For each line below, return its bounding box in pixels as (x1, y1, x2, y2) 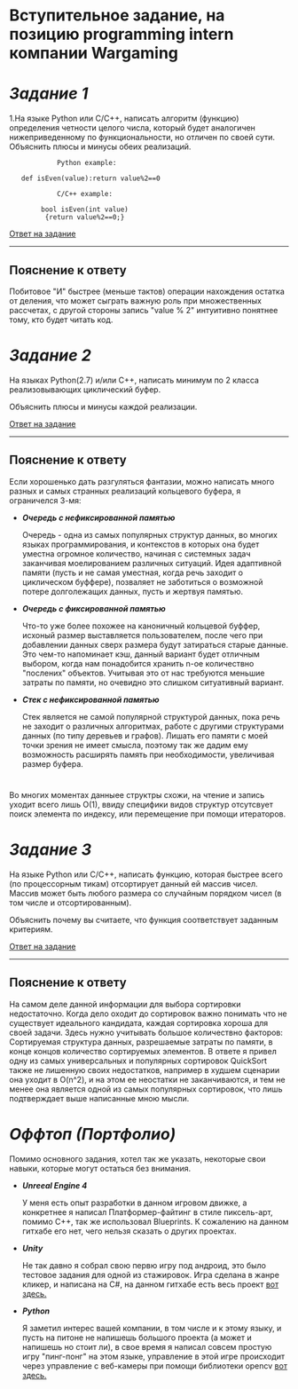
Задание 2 (9, 345, 91, 366)
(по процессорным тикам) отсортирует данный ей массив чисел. (9, 878, 259, 888)
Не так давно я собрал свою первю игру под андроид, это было (21, 1259, 266, 1270)
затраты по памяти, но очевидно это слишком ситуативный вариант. (21, 676, 285, 688)
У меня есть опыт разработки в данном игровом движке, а (21, 1197, 247, 1208)
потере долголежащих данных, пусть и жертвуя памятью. (21, 586, 244, 596)
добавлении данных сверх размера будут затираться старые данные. (21, 639, 289, 650)
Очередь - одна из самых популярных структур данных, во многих (21, 529, 278, 540)
